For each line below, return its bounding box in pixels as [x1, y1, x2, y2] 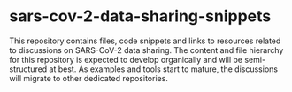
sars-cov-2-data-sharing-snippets [9, 6, 272, 27]
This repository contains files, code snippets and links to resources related [9, 35, 281, 46]
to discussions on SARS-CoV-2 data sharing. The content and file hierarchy [9, 44, 284, 55]
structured [9, 64, 48, 74]
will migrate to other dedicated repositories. [9, 73, 168, 83]
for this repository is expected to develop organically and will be [9, 54, 243, 65]
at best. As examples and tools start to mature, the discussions [49, 64, 279, 74]
